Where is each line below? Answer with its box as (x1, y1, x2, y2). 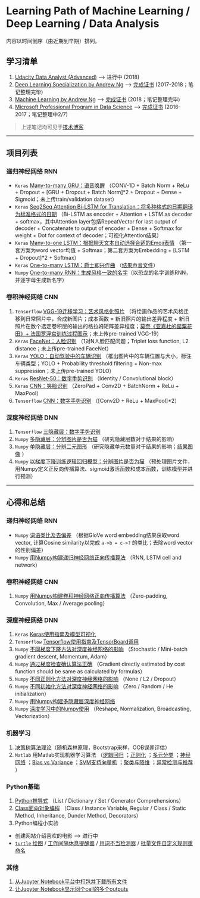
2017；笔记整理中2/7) (14, 110, 68, 117)
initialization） (14, 690, 49, 698)
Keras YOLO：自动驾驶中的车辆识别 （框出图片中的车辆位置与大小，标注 (14, 352, 192, 359)
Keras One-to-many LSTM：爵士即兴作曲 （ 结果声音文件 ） (14, 262, 159, 269)
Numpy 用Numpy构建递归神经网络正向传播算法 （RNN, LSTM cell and (14, 554, 182, 561)
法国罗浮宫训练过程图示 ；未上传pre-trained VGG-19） (30, 330, 162, 337)
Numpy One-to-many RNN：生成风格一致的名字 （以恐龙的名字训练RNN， (14, 269, 192, 276)
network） (14, 561, 40, 568)
